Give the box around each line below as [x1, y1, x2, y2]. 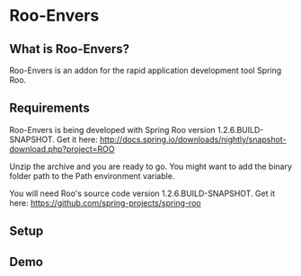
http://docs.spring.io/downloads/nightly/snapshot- [100, 134, 287, 145]
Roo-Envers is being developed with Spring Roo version [9, 124, 216, 135]
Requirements [9, 101, 90, 116]
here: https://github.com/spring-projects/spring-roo [9, 197, 201, 208]
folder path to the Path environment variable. [9, 170, 175, 181]
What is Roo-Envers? [9, 41, 130, 57]
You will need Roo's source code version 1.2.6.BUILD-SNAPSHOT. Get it [9, 188, 276, 199]
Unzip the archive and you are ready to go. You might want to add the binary [9, 161, 293, 172]
